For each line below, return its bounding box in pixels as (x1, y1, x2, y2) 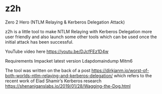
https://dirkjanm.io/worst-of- (91, 67, 149, 73)
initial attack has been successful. (5, 39, 73, 45)
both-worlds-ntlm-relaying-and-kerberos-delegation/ (5, 72, 113, 78)
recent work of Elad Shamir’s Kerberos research (5, 78, 102, 84)
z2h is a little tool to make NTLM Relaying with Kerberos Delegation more (5, 28, 152, 34)
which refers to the (114, 72, 152, 78)
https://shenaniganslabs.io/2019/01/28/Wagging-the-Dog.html (5, 83, 131, 89)
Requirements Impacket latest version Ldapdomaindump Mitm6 (5, 58, 133, 64)
